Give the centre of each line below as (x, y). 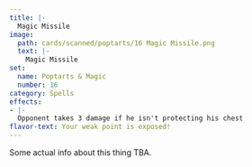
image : (22, 34)
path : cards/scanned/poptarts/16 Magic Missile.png (117, 43)
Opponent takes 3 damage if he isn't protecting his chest (130, 118)
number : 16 (38, 85)
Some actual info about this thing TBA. (81, 153)
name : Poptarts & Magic (62, 77)
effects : (26, 102)
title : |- (28, 18)
